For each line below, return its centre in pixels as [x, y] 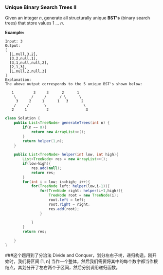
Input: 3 [14, 41]
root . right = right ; [69, 204]
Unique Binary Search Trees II [41, 7]
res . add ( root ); [64, 209]
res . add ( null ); [46, 168]
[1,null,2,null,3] [28, 71]
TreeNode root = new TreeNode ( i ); [83, 196]
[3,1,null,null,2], [29, 63]
